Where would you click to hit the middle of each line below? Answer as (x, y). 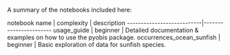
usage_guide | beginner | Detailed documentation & (126, 30)
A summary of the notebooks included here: (70, 10)
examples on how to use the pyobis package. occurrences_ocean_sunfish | (114, 37)
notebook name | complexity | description (66, 23)
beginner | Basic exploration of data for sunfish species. (87, 44)
